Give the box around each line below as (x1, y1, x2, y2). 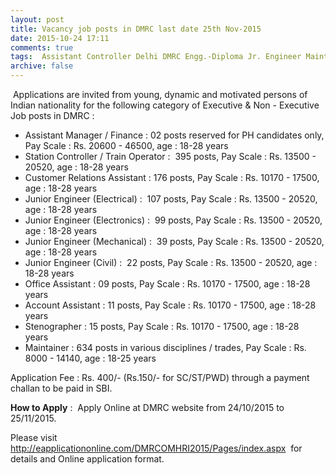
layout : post (10, 14, 65, 25)
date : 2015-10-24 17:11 (10, 33, 110, 43)
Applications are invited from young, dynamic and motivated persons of (12, 89, 308, 100)
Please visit (10, 432, 58, 443)
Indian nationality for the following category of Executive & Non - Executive (10, 99, 320, 111)
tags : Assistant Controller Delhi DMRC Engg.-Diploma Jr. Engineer (10, 52, 302, 62)
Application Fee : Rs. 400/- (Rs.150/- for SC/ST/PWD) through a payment (10, 372, 310, 383)
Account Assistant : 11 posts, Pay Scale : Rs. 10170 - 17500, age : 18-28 (24, 299, 317, 311)
